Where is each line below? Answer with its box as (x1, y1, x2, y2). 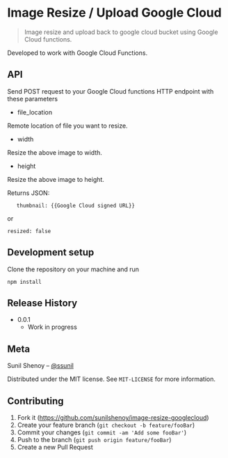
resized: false (7, 228, 51, 235)
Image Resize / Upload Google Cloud (7, 5, 222, 21)
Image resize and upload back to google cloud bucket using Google (24, 28, 218, 36)
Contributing (7, 395, 64, 407)
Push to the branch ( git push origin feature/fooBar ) (17, 436, 172, 443)
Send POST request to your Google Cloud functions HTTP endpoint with (7, 87, 214, 95)
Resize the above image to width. (7, 148, 103, 157)
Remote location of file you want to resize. (7, 121, 128, 130)
